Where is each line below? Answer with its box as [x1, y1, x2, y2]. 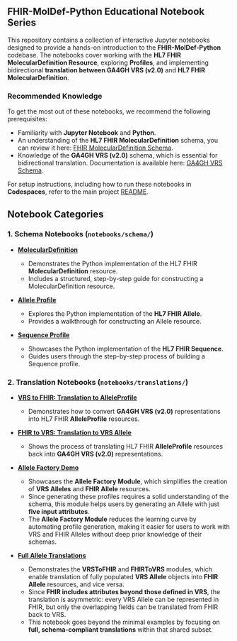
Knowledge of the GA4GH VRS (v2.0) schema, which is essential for [17, 151, 218, 160]
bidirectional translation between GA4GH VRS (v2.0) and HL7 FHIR [7, 65, 205, 74]
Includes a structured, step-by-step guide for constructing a [28, 274, 204, 283]
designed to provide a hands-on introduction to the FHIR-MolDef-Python [7, 43, 221, 52]
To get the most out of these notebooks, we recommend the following [7, 107, 211, 116]
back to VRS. [28, 610, 67, 619]
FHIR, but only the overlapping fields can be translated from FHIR [28, 603, 219, 611]
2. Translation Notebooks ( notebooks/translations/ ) [7, 377, 189, 387]
